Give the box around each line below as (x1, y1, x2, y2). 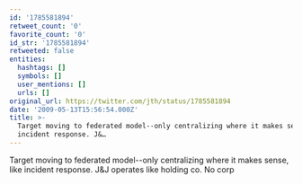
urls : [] (17, 88, 50, 97)
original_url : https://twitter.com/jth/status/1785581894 (9, 96, 231, 106)
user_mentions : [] (17, 80, 87, 89)
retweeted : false (9, 47, 75, 56)
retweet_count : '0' (9, 22, 83, 31)
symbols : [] (17, 72, 63, 81)
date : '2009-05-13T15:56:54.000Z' (9, 105, 139, 114)
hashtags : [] (17, 64, 67, 73)
